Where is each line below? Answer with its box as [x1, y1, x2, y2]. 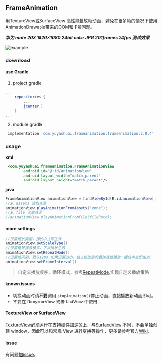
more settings [5, 225, 35, 231]
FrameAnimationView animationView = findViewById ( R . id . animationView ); [5, 196, 156, 201]
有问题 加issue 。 [5, 352, 39, 358]
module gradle [12, 121, 42, 128]
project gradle [12, 80, 41, 86]
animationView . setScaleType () [5, 241, 68, 246]
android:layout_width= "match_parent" [23, 173, 101, 178]
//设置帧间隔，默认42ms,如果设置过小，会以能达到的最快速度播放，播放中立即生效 [5, 255, 150, 260]
